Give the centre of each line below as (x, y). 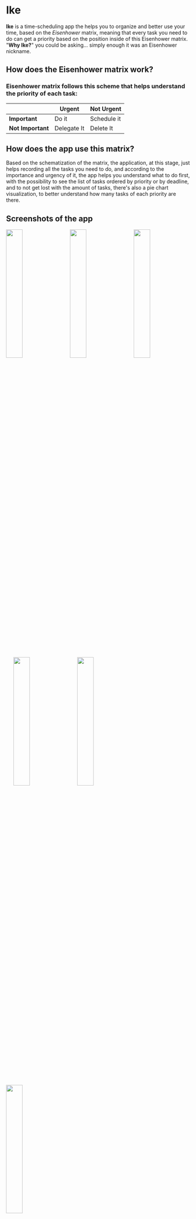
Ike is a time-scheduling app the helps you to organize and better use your (96, 26)
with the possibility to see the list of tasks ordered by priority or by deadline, (98, 181)
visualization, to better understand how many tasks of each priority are (91, 194)
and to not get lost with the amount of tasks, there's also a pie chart (87, 188)
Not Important (29, 128)
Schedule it (106, 119)
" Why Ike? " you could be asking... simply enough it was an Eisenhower (92, 45)
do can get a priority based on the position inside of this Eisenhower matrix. (97, 39)
